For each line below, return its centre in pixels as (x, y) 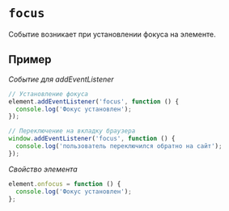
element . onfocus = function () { (65, 184)
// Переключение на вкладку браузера (72, 131)
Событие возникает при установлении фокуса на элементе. (112, 34)
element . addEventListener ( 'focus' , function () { (94, 101)
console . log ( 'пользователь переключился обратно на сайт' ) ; (119, 146)
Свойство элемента (43, 169)
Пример (30, 59)
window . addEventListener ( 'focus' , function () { (92, 139)
